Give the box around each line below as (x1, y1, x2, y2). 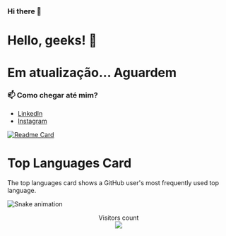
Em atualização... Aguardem (7, 65, 177, 81)
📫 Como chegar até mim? (7, 90, 98, 100)
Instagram (17, 117, 47, 125)
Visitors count (98, 213, 139, 222)
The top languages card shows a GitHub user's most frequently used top (7, 178, 220, 187)
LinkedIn (17, 109, 43, 117)
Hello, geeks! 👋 (7, 33, 97, 49)
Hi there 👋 (7, 6, 42, 16)
